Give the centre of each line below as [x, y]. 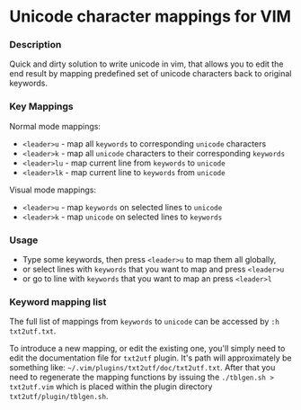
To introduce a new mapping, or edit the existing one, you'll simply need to [147, 349]
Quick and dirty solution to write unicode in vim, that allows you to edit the [146, 64]
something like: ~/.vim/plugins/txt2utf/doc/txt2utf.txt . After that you [142, 368]
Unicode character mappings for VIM [150, 17]
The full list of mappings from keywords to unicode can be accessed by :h [145, 322]
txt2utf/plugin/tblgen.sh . [59, 397]
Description [35, 45]
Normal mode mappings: [55, 126]
